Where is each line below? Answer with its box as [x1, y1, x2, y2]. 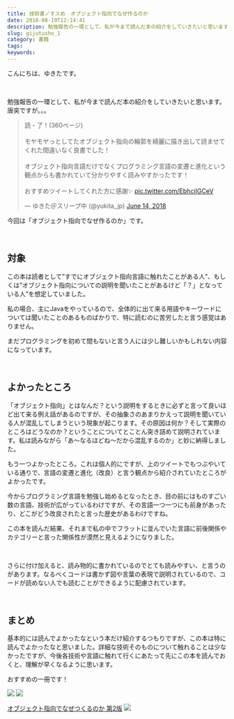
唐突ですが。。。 [7, 106, 50, 114]
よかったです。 [7, 477, 50, 485]
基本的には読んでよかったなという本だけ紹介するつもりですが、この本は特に [7, 634, 226, 642]
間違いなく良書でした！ [42, 146, 110, 154]
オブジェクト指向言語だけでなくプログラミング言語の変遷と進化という [24, 162, 226, 170]
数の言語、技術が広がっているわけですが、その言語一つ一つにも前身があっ [7, 500, 221, 509]
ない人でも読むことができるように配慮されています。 [37, 578, 189, 586]
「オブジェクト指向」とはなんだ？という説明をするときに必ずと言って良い [7, 401, 221, 409]
